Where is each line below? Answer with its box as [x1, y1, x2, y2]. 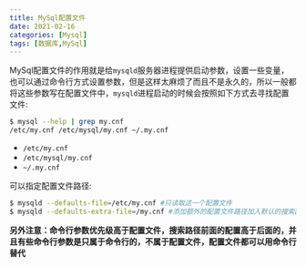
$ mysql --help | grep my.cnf [9, 118, 125, 127]
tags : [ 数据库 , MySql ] [9, 38, 87, 48]
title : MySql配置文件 [9, 13, 87, 23]
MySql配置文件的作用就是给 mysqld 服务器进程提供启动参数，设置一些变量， [9, 65, 290, 76]
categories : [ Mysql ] [9, 30, 88, 39]
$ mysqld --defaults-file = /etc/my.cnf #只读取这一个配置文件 [9, 199, 232, 208]
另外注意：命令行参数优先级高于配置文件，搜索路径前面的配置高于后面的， [9, 224, 289, 235]
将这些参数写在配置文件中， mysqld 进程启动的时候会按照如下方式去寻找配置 [9, 87, 290, 98]
